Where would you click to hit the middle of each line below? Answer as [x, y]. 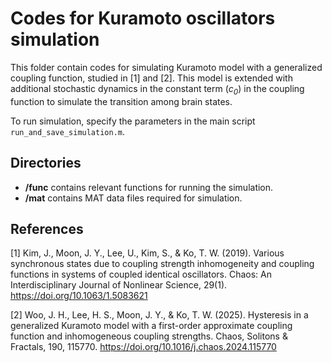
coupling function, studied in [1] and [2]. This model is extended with [151, 78]
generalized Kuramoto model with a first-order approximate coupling [151, 326]
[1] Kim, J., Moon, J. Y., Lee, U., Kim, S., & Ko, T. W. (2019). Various [147, 253]
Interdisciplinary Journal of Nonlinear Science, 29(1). [119, 285]
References [47, 228]
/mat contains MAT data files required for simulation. [133, 198]
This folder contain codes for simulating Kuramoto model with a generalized [166, 67]
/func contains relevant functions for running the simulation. [149, 187]
